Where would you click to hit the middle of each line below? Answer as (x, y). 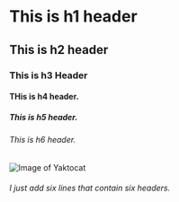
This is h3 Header (49, 75)
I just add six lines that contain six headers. (90, 188)
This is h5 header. (44, 117)
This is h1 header (73, 17)
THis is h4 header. (44, 97)
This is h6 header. (43, 140)
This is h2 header (59, 50)
